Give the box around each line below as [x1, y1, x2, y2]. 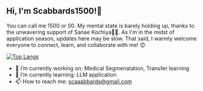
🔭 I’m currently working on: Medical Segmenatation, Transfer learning [15, 64, 190, 72]
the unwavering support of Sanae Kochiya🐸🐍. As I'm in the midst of [6, 28, 175, 36]
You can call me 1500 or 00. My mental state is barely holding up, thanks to [6, 22, 194, 29]
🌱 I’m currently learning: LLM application [15, 71, 117, 78]
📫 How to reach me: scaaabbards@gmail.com [15, 78, 132, 85]
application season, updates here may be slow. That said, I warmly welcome [6, 34, 197, 42]
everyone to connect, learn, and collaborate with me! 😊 [6, 41, 146, 48]
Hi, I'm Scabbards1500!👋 [6, 6, 102, 16]
